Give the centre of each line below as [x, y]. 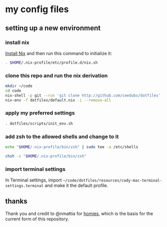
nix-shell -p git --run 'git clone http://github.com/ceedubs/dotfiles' [83, 95]
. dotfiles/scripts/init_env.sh [39, 123]
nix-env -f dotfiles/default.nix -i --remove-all [58, 100]
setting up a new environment [53, 28]
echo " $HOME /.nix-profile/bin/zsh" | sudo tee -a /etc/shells [72, 147]
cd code [13, 90]
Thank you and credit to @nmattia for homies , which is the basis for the [79, 213]
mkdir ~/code [19, 86]
